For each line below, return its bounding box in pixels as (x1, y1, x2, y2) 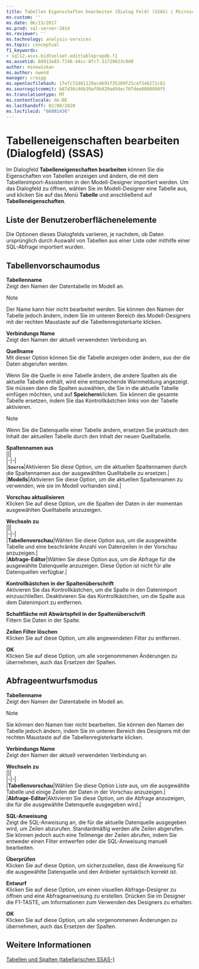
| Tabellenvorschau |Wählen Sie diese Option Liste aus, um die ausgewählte (6, 782, 190, 789)
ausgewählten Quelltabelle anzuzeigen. (6, 506, 102, 513)
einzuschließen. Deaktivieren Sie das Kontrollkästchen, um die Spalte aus (6, 592, 185, 599)
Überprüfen (6, 855, 36, 863)
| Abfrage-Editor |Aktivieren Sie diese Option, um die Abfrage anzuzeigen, (6, 794, 186, 801)
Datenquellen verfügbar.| (6, 568, 67, 575)
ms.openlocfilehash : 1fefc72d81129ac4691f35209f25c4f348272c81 (6, 81, 166, 87)
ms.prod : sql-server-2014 (6, 25, 70, 32)
